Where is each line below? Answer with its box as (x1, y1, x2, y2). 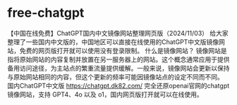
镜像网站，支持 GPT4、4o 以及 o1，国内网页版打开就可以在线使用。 (7, 90, 203, 99)
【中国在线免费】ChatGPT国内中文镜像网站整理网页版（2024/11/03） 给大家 (7, 29, 229, 37)
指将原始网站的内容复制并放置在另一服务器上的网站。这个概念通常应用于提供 (7, 55, 230, 64)
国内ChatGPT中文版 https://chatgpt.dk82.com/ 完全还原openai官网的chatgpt (7, 81, 230, 90)
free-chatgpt (7, 5, 85, 21)
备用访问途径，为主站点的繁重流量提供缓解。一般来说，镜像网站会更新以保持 (7, 64, 230, 72)
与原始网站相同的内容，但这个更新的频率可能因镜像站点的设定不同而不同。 (7, 72, 224, 81)
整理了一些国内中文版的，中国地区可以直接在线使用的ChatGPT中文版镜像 (7, 37, 219, 46)
